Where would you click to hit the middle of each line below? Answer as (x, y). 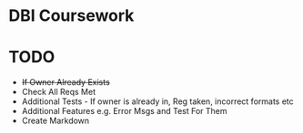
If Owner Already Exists (66, 82)
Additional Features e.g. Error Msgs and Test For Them (125, 111)
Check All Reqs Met (59, 92)
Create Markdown (56, 121)
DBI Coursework (71, 16)
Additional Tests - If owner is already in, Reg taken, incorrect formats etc (158, 101)
